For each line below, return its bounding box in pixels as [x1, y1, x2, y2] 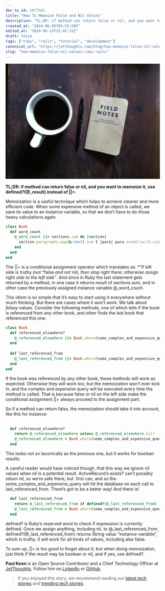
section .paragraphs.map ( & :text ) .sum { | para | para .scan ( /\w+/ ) [18, 240, 151, 245]
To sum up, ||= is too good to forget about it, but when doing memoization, [5, 545, 156, 551]
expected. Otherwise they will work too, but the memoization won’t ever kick [5, 380, 160, 387]
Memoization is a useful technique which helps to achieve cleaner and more [5, 198, 159, 204]
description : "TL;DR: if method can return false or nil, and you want [5, 18, 155, 23]
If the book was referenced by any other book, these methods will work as [5, 375, 156, 381]
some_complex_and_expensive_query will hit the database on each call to [5, 481, 154, 487]
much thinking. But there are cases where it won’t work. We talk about [5, 299, 147, 305]
